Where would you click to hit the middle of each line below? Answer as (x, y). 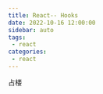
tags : (17, 37)
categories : (27, 52)
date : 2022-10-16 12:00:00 (52, 23)
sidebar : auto (31, 30)
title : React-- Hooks (43, 15)
